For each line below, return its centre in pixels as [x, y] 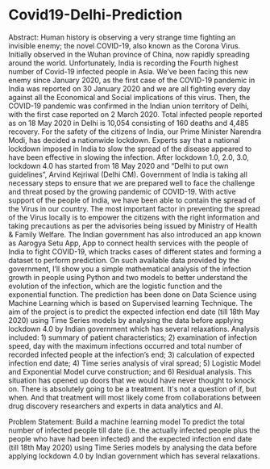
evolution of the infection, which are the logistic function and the [116, 286]
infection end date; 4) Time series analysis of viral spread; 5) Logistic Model [135, 363]
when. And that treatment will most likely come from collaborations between [135, 397]
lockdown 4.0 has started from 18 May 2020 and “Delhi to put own [118, 165]
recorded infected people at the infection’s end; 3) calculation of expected [132, 354]
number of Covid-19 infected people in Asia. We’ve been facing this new [128, 71]
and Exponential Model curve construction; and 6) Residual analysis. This [130, 371]
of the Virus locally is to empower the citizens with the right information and [134, 217]
